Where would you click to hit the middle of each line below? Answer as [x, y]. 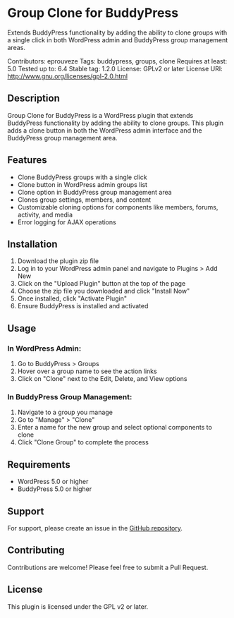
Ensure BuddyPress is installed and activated [83, 306]
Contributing [36, 551]
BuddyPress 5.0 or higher [55, 489]
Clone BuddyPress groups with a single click [82, 177]
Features [27, 160]
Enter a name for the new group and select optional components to [115, 428]
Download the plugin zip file [58, 261]
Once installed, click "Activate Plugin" [72, 298]
